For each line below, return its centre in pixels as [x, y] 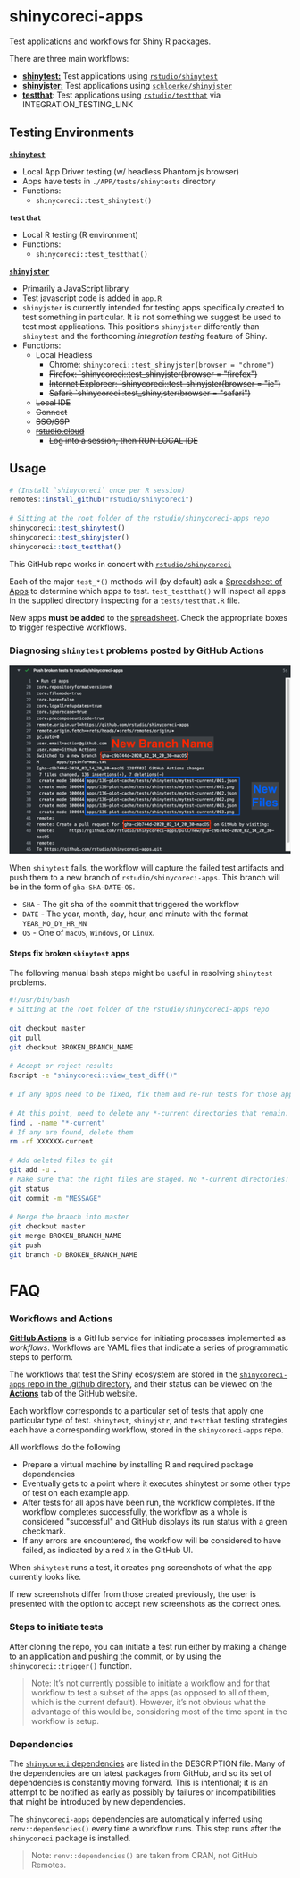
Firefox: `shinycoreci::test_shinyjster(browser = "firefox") [153, 374]
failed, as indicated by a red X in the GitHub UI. [108, 1551]
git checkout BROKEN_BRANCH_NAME [71, 1047]
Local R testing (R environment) [80, 234]
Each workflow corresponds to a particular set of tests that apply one [137, 1411]
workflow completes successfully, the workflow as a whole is [135, 1512]
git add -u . [33, 1170]
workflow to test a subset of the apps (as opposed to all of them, [150, 1692]
